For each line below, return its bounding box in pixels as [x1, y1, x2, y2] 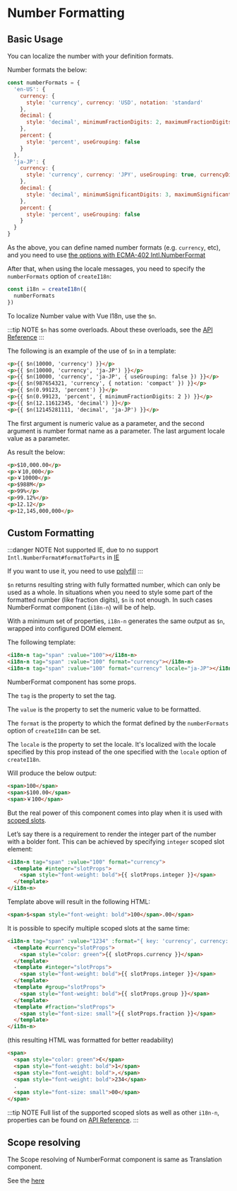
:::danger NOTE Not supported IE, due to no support [7, 546, 159, 554]
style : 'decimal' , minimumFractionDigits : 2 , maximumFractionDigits [25, 119, 232, 126]
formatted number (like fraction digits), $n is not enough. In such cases [7, 595, 213, 604]
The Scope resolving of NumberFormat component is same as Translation [7, 1155, 222, 1163]
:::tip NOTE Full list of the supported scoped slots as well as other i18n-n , [7, 1108, 220, 1117]
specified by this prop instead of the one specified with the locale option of [7, 748, 227, 756]
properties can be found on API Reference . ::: [7, 1116, 139, 1125]
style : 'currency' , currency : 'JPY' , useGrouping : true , [25, 171, 197, 178]
